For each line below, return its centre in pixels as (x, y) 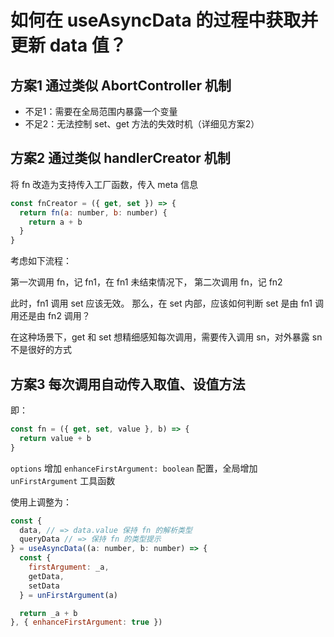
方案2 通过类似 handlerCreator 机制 (120, 158)
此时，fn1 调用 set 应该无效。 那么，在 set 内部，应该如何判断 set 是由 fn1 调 (167, 303)
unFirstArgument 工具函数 (63, 480)
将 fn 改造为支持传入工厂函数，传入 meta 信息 (104, 184)
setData (44, 586)
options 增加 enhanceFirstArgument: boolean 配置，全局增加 (134, 468)
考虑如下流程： (41, 261)
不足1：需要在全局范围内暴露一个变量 (101, 111)
